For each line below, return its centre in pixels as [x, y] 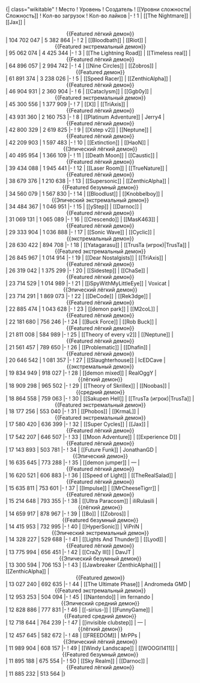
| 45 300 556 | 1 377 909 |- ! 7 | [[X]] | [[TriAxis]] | [67, 104]
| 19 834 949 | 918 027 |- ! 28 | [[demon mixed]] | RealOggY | [81, 373]
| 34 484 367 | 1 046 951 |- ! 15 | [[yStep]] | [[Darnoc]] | [74, 207]
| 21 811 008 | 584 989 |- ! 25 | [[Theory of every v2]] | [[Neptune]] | [89, 335]
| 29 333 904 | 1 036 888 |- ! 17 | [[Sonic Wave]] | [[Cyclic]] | [80, 232]
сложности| [176, 9]
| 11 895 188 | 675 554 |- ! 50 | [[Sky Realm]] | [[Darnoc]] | [77, 661]
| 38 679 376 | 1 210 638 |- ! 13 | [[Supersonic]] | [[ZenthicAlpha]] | [88, 181]
